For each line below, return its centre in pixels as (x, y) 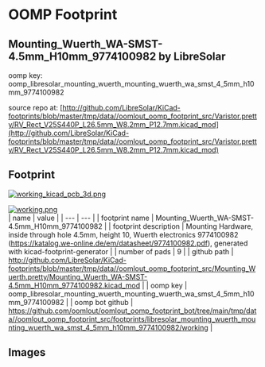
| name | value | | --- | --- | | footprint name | (81, 218)
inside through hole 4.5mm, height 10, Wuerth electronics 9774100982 (123, 234)
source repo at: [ (35, 108)
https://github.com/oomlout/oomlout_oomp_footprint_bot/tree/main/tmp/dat (132, 311)
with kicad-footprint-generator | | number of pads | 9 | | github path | (121, 251)
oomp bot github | (104, 302)
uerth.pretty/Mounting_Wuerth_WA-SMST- (78, 276)
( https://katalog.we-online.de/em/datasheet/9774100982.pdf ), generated (128, 243)
